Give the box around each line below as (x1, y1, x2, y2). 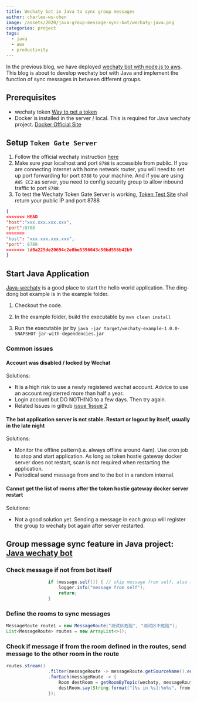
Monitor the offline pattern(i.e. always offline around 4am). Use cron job (14, 447, 189, 454)
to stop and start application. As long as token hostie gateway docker (14, 453, 182, 460)
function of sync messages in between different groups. (6, 75, 142, 82)
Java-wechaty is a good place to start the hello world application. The (6, 284, 175, 291)
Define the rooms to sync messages (6, 610, 111, 618)
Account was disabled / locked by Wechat (6, 359, 111, 366)
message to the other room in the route (6, 650, 120, 658)
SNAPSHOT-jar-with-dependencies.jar (14, 331, 104, 337)
